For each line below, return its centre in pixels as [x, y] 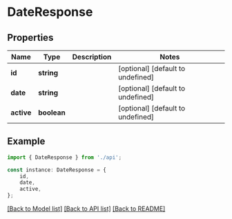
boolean [51, 113]
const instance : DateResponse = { [57, 170]
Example [26, 141]
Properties [30, 38]
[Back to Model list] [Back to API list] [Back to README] [86, 209]
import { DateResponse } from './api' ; [65, 157]
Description [92, 57]
